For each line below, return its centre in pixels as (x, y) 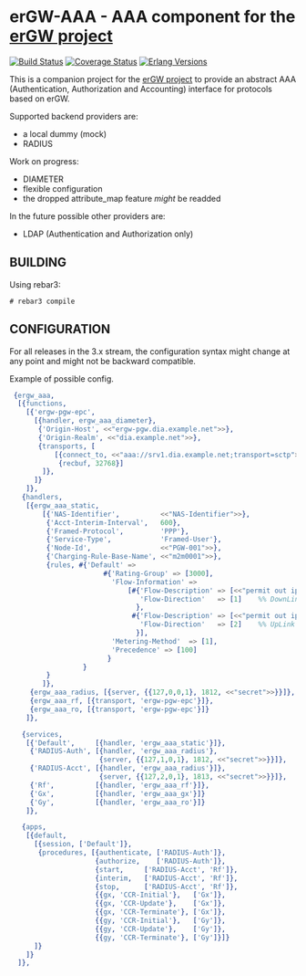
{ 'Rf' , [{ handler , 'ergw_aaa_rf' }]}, (119, 785)
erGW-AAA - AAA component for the (153, 17)
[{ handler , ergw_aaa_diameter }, (95, 421)
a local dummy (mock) (65, 133)
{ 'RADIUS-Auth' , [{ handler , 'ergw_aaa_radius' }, (124, 751)
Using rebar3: (35, 284)
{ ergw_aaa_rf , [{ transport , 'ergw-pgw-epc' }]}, (122, 701)
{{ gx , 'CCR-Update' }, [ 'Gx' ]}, (160, 904)
